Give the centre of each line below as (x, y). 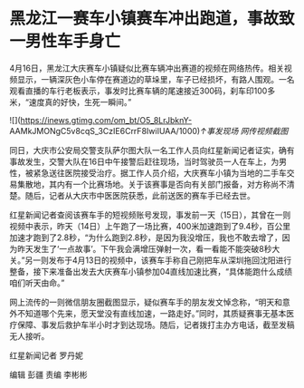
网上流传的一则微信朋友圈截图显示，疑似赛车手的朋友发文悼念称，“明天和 (146, 302)
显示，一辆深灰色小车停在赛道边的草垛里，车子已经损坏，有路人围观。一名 (156, 79)
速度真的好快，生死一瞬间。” (80, 102)
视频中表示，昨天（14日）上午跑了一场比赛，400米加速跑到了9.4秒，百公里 (150, 226)
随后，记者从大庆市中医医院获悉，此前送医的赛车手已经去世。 (140, 195)
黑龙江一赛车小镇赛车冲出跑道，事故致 (152, 19)
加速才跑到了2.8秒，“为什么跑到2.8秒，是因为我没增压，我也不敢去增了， (146, 238)
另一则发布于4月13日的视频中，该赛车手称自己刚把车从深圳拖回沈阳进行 (158, 260)
